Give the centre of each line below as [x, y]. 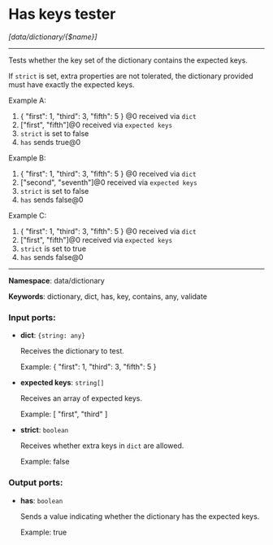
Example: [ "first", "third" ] [64, 414]
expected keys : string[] [62, 383]
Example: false [45, 462]
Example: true [43, 532]
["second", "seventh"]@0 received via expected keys [108, 182]
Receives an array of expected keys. [81, 398]
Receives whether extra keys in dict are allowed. [102, 446]
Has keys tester [62, 14]
